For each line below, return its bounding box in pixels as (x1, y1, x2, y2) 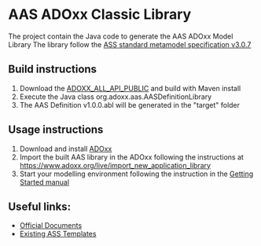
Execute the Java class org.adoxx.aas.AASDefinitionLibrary (19, 92, 212, 101)
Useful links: (8, 200, 72, 213)
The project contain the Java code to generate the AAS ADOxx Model (8, 31, 233, 41)
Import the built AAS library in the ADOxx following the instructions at (19, 152, 244, 162)
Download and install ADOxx (19, 144, 112, 153)
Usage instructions (8, 123, 104, 137)
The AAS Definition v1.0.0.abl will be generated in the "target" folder (19, 100, 241, 109)
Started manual (19, 177, 69, 186)
